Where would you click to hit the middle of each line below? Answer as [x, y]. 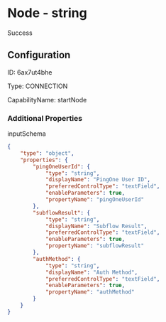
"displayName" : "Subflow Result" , [96, 226]
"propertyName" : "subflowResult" [94, 246]
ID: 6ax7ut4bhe [30, 72]
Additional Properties [45, 118]
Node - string [47, 13]
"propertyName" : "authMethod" [90, 292]
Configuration [39, 55]
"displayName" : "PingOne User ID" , [98, 180]
